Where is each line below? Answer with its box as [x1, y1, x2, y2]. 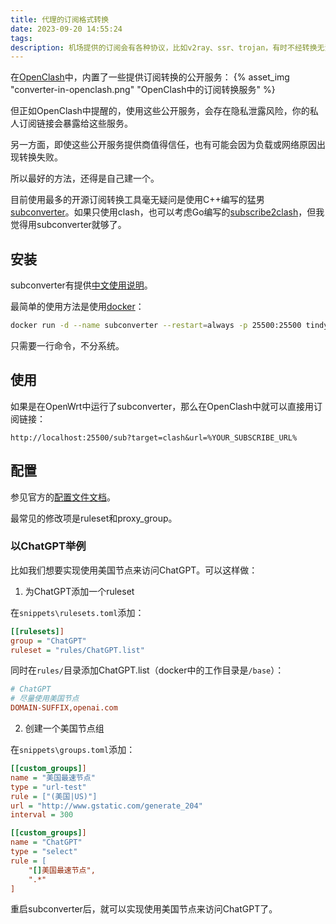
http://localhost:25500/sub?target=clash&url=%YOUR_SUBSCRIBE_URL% [10, 432, 298, 443]
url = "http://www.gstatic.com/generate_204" [10, 801, 203, 811]
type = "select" [10, 847, 78, 857]
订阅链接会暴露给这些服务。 [18, 117, 133, 130]
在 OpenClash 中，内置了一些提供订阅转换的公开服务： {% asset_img [10, 71, 290, 83]
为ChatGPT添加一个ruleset [24, 585, 135, 597]
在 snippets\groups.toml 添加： [10, 744, 136, 756]
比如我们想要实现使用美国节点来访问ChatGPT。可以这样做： [10, 564, 258, 576]
